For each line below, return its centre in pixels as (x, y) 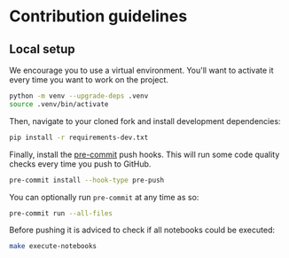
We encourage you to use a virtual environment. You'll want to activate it (141, 70)
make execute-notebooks (53, 246)
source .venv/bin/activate (59, 104)
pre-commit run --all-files (61, 213)
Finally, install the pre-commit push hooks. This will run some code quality (144, 154)
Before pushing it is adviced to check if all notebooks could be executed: (142, 230)
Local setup (42, 49)
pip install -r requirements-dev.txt (79, 137)
